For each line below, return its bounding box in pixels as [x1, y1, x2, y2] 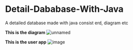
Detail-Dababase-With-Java [5, 3, 124, 15]
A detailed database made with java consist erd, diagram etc [5, 20, 129, 26]
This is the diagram [5, 29, 45, 35]
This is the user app [5, 39, 47, 45]
